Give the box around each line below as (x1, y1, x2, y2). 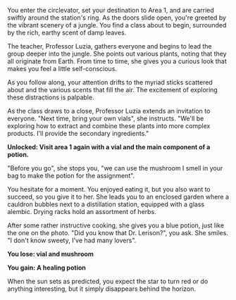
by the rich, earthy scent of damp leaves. (7, 28, 127, 37)
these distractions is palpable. (7, 93, 94, 101)
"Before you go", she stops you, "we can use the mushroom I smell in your (7, 164, 223, 172)
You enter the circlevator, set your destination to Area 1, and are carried (7, 6, 215, 14)
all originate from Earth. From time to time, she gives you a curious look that (7, 57, 227, 65)
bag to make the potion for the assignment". (7, 172, 135, 180)
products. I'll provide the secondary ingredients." (7, 130, 149, 137)
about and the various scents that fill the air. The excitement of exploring (7, 86, 218, 94)
